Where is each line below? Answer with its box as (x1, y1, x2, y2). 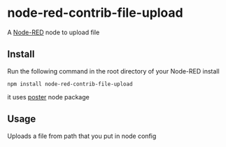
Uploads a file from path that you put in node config (7, 132, 157, 140)
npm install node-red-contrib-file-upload (7, 80, 133, 87)
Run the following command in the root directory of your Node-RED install (7, 66, 220, 75)
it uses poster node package (7, 92, 90, 101)
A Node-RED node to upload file (7, 28, 100, 36)
